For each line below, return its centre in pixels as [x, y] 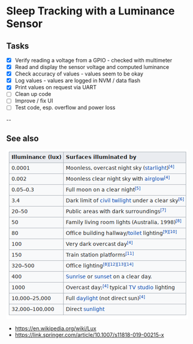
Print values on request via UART [56, 87]
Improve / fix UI [34, 101]
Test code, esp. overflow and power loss [65, 108]
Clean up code [33, 94]
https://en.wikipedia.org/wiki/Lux [56, 328]
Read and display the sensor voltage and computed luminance [92, 67]
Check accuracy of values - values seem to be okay [79, 74]
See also [22, 138]
